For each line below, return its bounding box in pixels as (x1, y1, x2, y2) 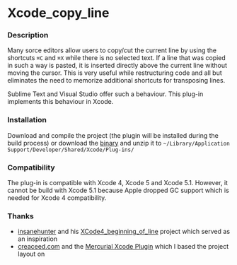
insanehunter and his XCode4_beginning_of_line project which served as (17, 228, 231, 236)
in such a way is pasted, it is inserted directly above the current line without (7, 61, 228, 70)
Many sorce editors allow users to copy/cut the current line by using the (7, 46, 217, 54)
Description (7, 30, 49, 40)
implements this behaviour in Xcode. (7, 98, 114, 106)
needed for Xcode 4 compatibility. (7, 194, 107, 202)
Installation (7, 115, 47, 125)
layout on (17, 249, 45, 259)
